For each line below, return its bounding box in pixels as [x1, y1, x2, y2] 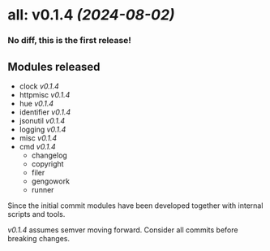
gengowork [31, 176, 71, 186]
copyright [31, 158, 64, 168]
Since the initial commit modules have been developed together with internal [7, 201, 264, 210]
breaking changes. [7, 233, 71, 243]
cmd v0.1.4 [19, 141, 56, 151]
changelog [31, 150, 68, 160]
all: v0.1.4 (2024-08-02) [7, 6, 175, 24]
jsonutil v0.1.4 [19, 115, 66, 125]
